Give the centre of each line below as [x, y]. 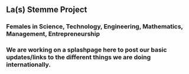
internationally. [29, 65]
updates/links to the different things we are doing [79, 57]
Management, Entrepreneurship [53, 34]
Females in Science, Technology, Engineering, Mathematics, [94, 27]
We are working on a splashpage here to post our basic [87, 50]
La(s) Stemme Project [47, 10]
